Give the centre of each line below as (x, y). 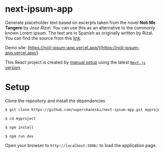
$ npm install (20, 127)
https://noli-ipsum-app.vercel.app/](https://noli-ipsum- (84, 47)
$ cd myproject (20, 118)
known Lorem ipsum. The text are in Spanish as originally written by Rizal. (79, 33)
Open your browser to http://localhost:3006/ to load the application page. (81, 146)
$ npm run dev (20, 136)
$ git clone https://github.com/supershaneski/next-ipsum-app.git (74, 109)
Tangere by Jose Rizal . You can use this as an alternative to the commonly (80, 27)
